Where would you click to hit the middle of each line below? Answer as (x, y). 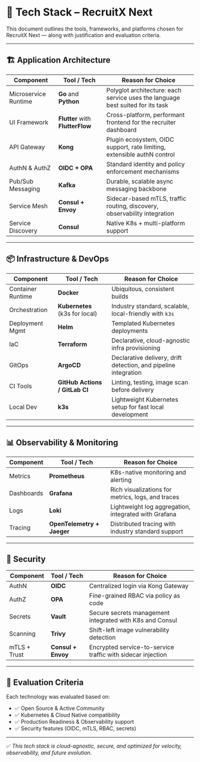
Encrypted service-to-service (132, 647)
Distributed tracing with (143, 524)
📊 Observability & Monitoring (62, 443)
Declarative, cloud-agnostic (151, 340)
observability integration (140, 213)
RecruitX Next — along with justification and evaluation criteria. (84, 35)
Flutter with (75, 118)
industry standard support (146, 531)
